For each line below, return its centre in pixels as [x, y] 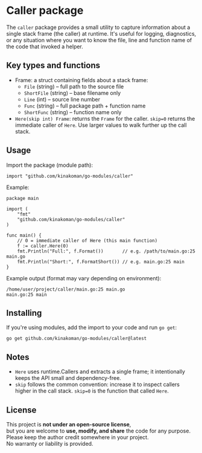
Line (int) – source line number [62, 99]
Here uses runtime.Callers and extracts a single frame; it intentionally [100, 371]
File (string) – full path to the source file [74, 86]
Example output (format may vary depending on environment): [84, 278]
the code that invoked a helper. [45, 47]
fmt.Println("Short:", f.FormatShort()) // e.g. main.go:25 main [101, 262]
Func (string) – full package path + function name [85, 106]
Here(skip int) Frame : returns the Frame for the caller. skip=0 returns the [105, 118]
